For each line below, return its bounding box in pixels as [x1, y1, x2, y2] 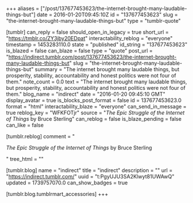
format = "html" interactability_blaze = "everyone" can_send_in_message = [6, 103, 187, 110]
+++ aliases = [6, 5, 40, 12]
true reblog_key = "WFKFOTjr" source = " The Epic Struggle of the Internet [6, 109, 185, 116]
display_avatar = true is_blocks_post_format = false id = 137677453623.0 [6, 97, 182, 104]
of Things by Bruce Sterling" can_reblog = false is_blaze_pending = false [6, 116, 182, 122]
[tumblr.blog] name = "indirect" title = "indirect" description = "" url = [6, 167, 173, 174]
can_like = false [6, 122, 44, 128]
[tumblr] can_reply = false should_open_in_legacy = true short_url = [6, 29, 169, 36]
